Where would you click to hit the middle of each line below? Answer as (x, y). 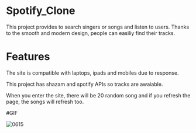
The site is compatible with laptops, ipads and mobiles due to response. (93, 73)
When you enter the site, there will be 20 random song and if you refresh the (98, 95)
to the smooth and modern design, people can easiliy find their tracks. (91, 33)
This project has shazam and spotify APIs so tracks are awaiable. (85, 84)
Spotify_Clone (41, 11)
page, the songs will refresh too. (45, 101)
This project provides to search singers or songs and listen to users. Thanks (98, 27)
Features (28, 57)
